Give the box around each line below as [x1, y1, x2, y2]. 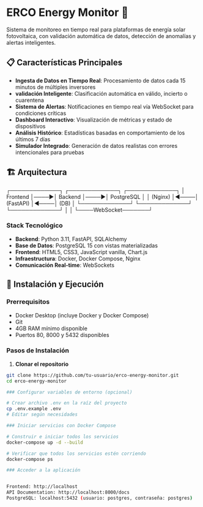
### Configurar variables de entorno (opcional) [6, 389, 133, 395]
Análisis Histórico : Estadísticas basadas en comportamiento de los [15, 129, 185, 136]
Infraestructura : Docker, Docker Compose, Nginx [15, 255, 141, 262]
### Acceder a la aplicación [6, 467, 81, 473]
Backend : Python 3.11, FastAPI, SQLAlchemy [15, 235, 127, 242]
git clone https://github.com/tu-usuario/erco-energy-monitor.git [6, 372, 179, 378]
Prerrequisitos [6, 298, 50, 306]
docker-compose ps [6, 456, 53, 462]
